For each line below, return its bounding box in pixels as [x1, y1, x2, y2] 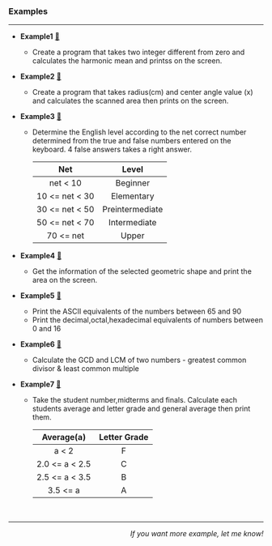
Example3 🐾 [19, 112, 62, 122]
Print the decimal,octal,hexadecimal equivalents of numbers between [32, 315, 263, 325]
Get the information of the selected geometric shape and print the [32, 267, 253, 276]
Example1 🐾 [19, 32, 60, 41]
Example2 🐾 [19, 71, 62, 82]
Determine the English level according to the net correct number [32, 127, 247, 137]
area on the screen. [32, 275, 98, 285]
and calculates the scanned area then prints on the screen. [32, 96, 229, 106]
